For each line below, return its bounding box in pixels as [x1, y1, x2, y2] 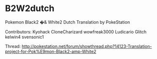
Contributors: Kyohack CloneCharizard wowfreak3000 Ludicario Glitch [5, 29, 147, 34]
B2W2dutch [5, 3, 54, 14]
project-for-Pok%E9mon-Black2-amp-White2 [5, 48, 96, 54]
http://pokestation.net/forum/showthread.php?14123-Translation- [21, 43, 152, 49]
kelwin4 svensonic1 [5, 34, 44, 40]
